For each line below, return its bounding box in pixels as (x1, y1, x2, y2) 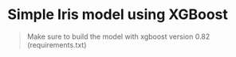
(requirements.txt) (26, 40, 87, 49)
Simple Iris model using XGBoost (7, 6, 229, 24)
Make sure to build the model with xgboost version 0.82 (26, 32, 210, 41)
